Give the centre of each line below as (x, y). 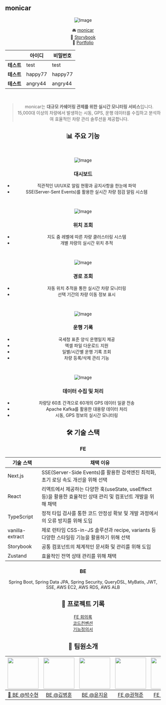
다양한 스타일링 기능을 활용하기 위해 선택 (86, 537)
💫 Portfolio (83, 42)
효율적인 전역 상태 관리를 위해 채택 (79, 556)
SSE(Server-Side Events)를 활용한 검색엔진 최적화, (99, 472)
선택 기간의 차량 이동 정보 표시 (87, 294)
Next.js (16, 475)
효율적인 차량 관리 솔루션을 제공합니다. (92, 119)
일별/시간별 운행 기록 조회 (87, 352)
